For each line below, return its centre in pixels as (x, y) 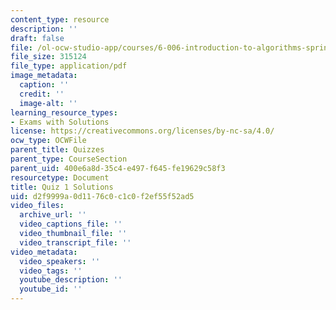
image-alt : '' (48, 103)
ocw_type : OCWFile (48, 141)
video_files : (37, 206)
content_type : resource (60, 19)
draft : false (37, 38)
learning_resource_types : (64, 112)
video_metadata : (44, 252)
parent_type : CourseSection (69, 159)
